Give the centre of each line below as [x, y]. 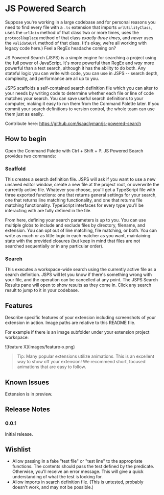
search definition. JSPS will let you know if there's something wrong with [79, 274]
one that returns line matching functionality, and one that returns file [74, 200]
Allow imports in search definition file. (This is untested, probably [78, 482]
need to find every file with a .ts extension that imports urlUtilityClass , [79, 27]
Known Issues [27, 382]
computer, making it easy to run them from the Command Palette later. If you [82, 103]
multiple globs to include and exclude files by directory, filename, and [75, 225]
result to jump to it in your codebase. [42, 290]
